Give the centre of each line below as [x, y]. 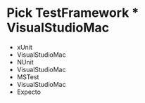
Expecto [29, 92]
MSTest [28, 77]
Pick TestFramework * [73, 13]
